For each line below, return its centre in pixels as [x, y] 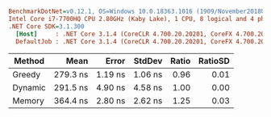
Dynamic [29, 88]
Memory [28, 101]
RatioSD [214, 61]
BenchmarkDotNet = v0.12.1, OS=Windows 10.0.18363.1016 [101, 11]
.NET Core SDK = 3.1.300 [46, 26]
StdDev [148, 61]
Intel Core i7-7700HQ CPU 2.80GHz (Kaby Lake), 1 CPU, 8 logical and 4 [131, 19]
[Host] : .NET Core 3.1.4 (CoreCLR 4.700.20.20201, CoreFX [124, 34]
